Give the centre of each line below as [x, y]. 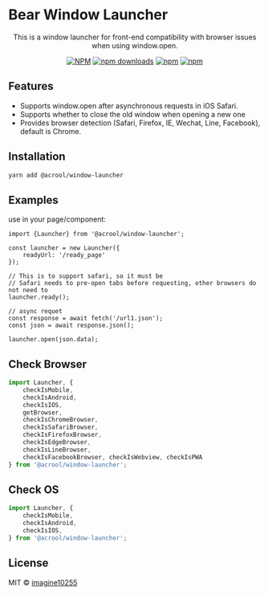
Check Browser [47, 364]
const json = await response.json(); [71, 326]
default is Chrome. [51, 131]
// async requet [35, 312]
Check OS [34, 489]
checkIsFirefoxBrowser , [63, 435]
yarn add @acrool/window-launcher [66, 175]
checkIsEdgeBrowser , [57, 442]
